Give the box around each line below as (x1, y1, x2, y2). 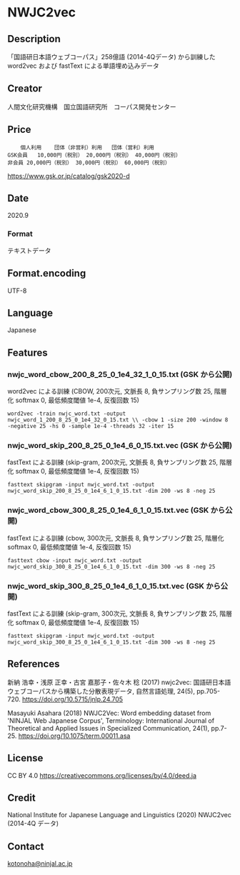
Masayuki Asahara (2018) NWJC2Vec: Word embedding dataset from (7, 709, 211, 717)
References (7, 658, 60, 670)
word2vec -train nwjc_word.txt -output (7, 410, 126, 418)
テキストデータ (7, 246, 51, 254)
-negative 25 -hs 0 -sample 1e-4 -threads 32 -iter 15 (7, 423, 174, 430)
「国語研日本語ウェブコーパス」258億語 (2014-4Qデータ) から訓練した (7, 53, 216, 61)
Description (7, 33, 61, 45)
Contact (7, 840, 44, 852)
